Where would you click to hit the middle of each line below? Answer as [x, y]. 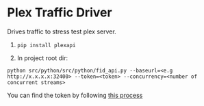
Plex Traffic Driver [60, 13]
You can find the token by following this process [75, 95]
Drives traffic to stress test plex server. [62, 31]
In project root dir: [42, 58]
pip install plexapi [46, 45]
